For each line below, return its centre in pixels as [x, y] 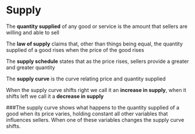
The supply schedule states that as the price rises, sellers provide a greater [97, 61]
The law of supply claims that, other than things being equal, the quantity [94, 44]
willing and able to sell [33, 32]
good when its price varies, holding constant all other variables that [87, 114]
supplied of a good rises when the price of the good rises [75, 50]
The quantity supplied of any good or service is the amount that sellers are [97, 26]
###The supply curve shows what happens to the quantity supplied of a [93, 107]
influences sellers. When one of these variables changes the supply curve [95, 119]
